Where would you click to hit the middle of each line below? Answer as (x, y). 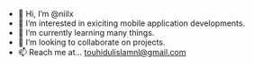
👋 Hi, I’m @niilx (45, 14)
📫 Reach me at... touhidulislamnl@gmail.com (102, 52)
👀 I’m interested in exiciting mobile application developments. (132, 23)
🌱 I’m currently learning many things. (86, 33)
